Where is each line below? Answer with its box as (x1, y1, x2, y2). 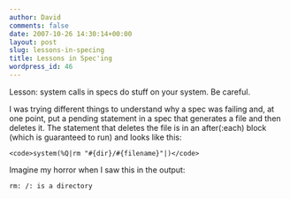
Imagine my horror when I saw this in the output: (9, 165, 186, 175)
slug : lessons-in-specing (9, 46, 104, 55)
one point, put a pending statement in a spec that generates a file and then (9, 112, 281, 124)
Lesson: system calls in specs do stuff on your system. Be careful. (9, 86, 250, 97)
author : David (9, 12, 62, 22)
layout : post (9, 37, 57, 47)
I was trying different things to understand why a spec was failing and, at (9, 103, 275, 114)
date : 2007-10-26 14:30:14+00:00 (9, 29, 133, 38)
